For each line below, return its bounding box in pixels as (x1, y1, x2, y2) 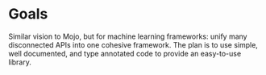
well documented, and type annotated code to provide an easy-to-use (8, 48, 242, 58)
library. (8, 57, 32, 67)
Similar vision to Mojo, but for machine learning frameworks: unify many (8, 31, 247, 41)
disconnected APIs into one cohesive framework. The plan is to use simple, (8, 40, 258, 49)
